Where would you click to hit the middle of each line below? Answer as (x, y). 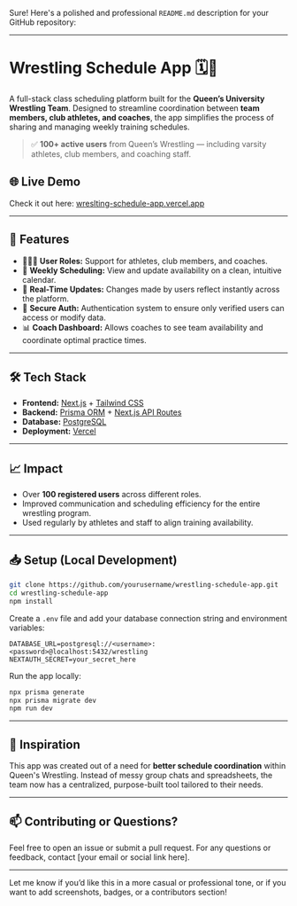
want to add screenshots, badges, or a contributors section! (118, 892)
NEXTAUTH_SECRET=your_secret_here (73, 660)
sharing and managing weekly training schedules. (99, 127)
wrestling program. (57, 513)
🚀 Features (39, 240)
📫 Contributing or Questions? (94, 822)
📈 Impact (36, 469)
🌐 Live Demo (45, 182)
